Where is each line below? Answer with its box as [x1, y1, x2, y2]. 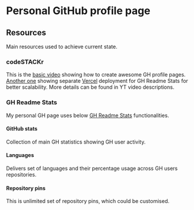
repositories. [6, 171, 37, 178]
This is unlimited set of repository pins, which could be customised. [6, 198, 170, 205]
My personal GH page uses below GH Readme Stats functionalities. [6, 112, 169, 119]
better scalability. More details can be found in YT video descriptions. [6, 84, 175, 91]
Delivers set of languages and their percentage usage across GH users [6, 165, 178, 172]
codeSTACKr [6, 58, 44, 66]
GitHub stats [6, 125, 38, 132]
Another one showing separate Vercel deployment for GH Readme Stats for [6, 78, 188, 85]
